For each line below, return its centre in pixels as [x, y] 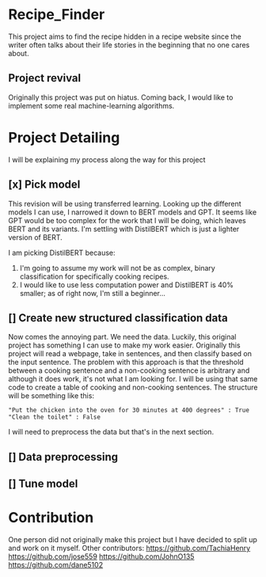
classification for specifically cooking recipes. [94, 276]
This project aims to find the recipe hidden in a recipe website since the [125, 36]
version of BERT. [36, 237]
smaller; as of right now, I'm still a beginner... [93, 293]
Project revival [45, 78]
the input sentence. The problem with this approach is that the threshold [126, 363]
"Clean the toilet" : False [55, 417]
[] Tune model [43, 484]
